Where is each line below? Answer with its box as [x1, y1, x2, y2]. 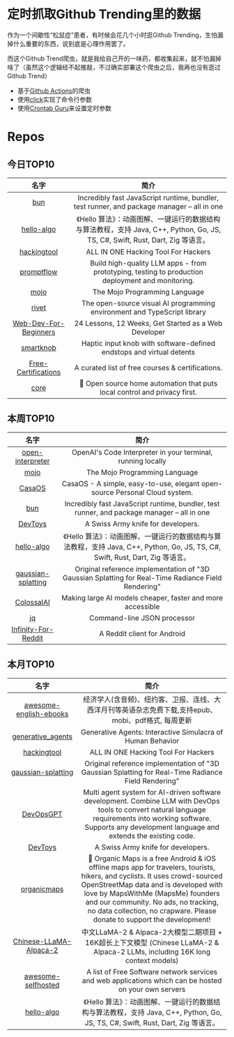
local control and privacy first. [100, 387, 197, 397]
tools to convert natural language [97, 805, 207, 815]
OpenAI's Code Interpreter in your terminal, [72, 447, 213, 457]
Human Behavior [124, 736, 180, 745]
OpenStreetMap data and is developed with [81, 879, 223, 889]
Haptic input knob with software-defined [81, 338, 216, 348]
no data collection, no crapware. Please [87, 906, 217, 916]
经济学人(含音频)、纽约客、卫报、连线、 [83, 695, 214, 704]
